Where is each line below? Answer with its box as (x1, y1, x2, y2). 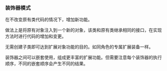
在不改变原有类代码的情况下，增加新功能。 (5, 16, 92, 23)
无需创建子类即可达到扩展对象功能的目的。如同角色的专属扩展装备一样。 (5, 44, 153, 50)
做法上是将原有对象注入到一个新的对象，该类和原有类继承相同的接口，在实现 (5, 27, 162, 33)
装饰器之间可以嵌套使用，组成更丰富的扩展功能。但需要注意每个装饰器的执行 (5, 55, 162, 61)
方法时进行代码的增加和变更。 (5, 33, 66, 39)
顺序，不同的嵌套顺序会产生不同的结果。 (5, 61, 88, 67)
